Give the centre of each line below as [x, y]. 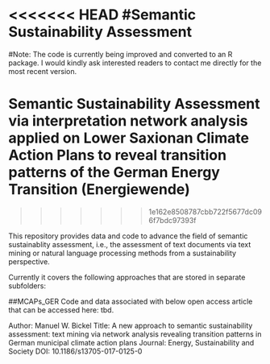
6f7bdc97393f [172, 220]
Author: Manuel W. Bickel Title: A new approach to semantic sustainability [131, 325]
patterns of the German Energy [114, 173]
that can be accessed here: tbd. [61, 310]
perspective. [29, 261]
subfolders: [27, 285]
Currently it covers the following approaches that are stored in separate [127, 277]
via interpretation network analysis [128, 121]
